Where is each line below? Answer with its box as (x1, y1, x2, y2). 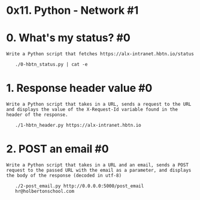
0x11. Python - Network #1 (6, 4, 139, 17)
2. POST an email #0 (6, 142, 109, 156)
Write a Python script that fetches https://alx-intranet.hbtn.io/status (6, 51, 195, 57)
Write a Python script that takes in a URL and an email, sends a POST (6, 162, 189, 168)
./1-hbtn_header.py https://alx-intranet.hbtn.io (14, 123, 142, 129)
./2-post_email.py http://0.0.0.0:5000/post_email (14, 183, 144, 189)
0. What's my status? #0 (6, 31, 131, 45)
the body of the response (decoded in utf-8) (6, 172, 122, 178)
